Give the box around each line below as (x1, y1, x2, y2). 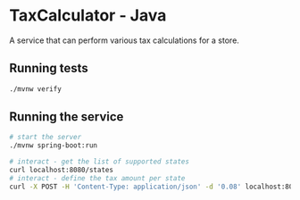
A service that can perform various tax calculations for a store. (9, 35, 239, 46)
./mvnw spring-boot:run (9, 141, 98, 150)
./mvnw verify (9, 84, 62, 94)
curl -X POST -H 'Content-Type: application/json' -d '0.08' (9, 182, 242, 191)
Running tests (9, 61, 89, 76)
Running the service (9, 109, 124, 125)
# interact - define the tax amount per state (9, 173, 186, 183)
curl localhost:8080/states (9, 166, 114, 175)
